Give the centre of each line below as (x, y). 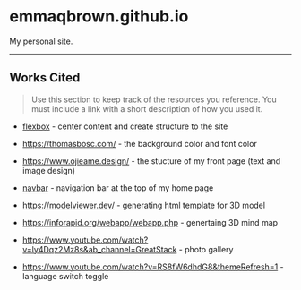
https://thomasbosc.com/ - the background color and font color (139, 143)
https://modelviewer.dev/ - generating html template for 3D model (144, 205)
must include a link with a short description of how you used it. (147, 108)
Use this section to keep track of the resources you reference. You (154, 99)
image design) (49, 170)
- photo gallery (206, 249)
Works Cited (45, 78)
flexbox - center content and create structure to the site (125, 126)
